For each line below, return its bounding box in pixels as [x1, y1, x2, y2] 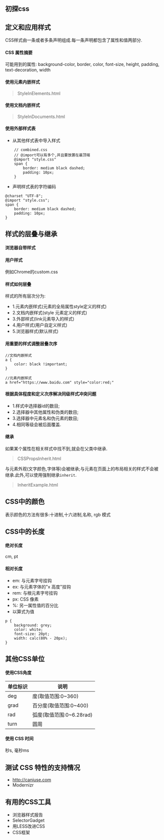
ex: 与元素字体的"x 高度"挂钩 [12, 584, 71, 590]
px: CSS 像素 [12, 596, 39, 602]
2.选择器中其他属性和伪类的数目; [12, 409, 79, 415]
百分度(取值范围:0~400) [32, 702, 89, 709]
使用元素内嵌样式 [5, 79, 40, 85]
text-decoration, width [5, 67, 51, 73]
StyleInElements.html [17, 90, 61, 96]
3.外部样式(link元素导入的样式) [12, 316, 75, 322]
